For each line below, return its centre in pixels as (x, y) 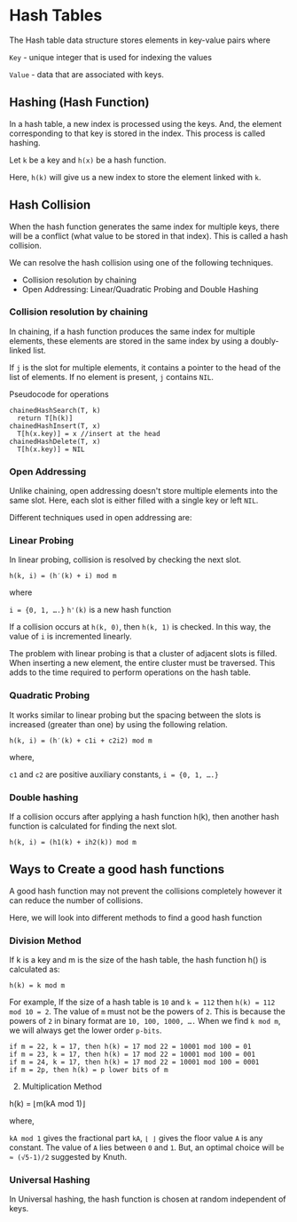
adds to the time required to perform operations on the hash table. (130, 672)
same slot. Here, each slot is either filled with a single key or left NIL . (134, 500)
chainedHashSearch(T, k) (55, 410)
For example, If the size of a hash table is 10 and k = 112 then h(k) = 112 (142, 1002)
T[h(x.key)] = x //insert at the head (89, 433)
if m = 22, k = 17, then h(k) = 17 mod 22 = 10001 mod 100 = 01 (130, 1047)
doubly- (265, 341)
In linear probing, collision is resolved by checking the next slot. (125, 559)
